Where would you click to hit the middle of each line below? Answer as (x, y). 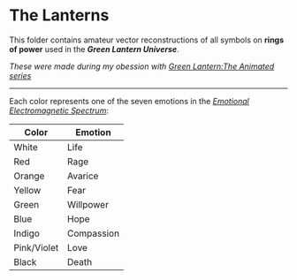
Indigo (27, 233)
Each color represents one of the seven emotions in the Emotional (129, 101)
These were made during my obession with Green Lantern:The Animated (142, 66)
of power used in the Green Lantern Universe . (94, 49)
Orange (29, 176)
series (20, 75)
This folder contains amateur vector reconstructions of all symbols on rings (147, 40)
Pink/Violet (36, 247)
